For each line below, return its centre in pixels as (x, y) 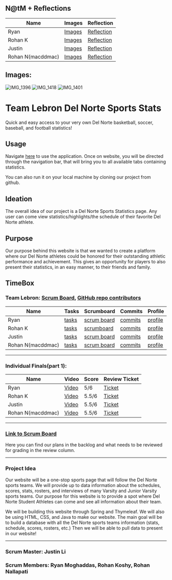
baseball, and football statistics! (39, 128)
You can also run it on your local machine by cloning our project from (78, 177)
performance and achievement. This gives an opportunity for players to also (85, 261)
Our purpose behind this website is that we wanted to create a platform (80, 251)
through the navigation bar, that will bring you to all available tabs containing (86, 162)
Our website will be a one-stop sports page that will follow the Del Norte (81, 480)
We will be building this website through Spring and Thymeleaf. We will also (85, 512)
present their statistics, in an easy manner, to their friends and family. (78, 267)
